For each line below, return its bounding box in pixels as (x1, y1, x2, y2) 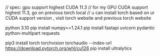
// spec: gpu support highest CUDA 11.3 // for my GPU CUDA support (5, 5, 148, 10)
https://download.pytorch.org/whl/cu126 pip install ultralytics (5, 45, 132, 51)
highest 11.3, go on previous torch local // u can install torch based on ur (5, 10, 155, 16)
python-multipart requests (5, 30, 60, 36)
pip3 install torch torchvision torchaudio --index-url (5, 40, 112, 46)
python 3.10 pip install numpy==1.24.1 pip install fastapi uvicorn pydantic (5, 25, 155, 31)
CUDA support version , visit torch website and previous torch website (5, 15, 151, 21)
